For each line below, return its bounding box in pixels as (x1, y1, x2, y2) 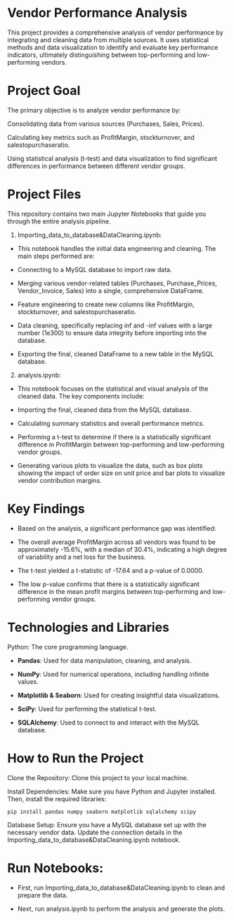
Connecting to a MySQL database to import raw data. (17, 265, 172, 273)
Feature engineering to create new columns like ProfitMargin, (17, 300, 195, 309)
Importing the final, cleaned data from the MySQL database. (17, 406, 192, 414)
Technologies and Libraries (7, 619, 170, 635)
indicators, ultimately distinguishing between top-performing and (7, 51, 195, 59)
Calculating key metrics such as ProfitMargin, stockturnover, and (7, 133, 195, 141)
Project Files (7, 186, 82, 202)
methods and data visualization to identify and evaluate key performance (7, 43, 219, 51)
